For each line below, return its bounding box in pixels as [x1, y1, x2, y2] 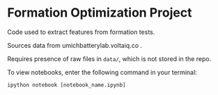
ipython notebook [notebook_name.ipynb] [7, 81, 127, 88]
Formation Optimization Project [7, 5, 192, 21]
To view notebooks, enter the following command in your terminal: [7, 68, 197, 76]
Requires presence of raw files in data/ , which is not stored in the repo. [7, 54, 212, 63]
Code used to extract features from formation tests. [7, 28, 155, 36]
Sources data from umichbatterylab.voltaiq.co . [7, 41, 143, 49]
